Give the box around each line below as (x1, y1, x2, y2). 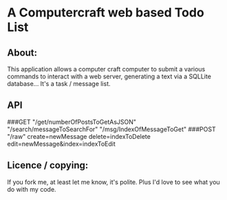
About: (7, 47, 38, 58)
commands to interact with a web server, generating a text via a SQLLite (7, 72, 212, 80)
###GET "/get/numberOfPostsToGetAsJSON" (7, 118, 136, 126)
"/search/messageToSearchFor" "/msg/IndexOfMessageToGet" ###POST (7, 125, 216, 133)
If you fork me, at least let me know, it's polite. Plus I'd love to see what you (7, 177, 220, 186)
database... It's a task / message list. (7, 80, 111, 87)
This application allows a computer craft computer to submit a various (7, 65, 206, 73)
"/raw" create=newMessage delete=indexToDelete (7, 132, 151, 140)
